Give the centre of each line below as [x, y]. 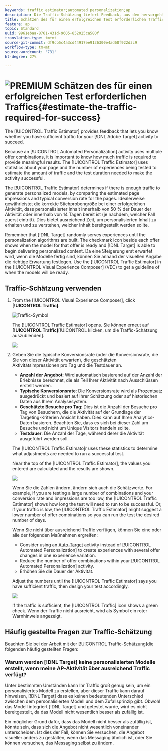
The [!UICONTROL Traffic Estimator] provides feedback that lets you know [82, 131]
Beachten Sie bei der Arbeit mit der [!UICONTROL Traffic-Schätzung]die [79, 644]
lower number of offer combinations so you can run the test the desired [86, 515]
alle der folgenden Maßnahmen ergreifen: [55, 535]
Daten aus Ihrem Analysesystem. [54, 402]
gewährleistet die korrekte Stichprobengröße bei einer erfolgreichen [75, 204]
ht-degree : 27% [21, 56]
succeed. [15, 142]
